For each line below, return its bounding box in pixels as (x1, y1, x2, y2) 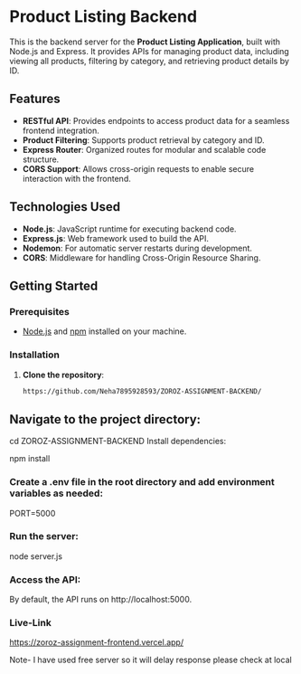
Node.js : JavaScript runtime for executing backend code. (22, 223, 237, 234)
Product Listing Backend (9, 6, 197, 27)
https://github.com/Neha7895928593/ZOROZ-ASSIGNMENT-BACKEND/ (22, 386, 262, 395)
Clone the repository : (22, 369, 105, 380)
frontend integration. (22, 125, 99, 136)
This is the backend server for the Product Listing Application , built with (9, 36, 280, 47)
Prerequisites (9, 305, 70, 318)
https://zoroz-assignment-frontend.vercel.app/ (9, 637, 183, 648)
